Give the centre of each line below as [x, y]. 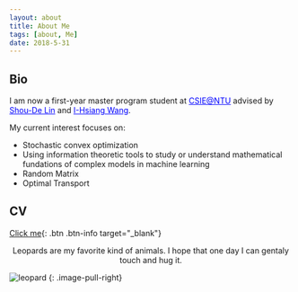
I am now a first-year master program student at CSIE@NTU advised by [141, 101]
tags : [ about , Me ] [44, 34]
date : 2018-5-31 [39, 43]
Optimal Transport [56, 183]
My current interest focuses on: [67, 128]
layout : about [36, 18]
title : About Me [39, 26]
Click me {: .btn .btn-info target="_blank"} [85, 233]
